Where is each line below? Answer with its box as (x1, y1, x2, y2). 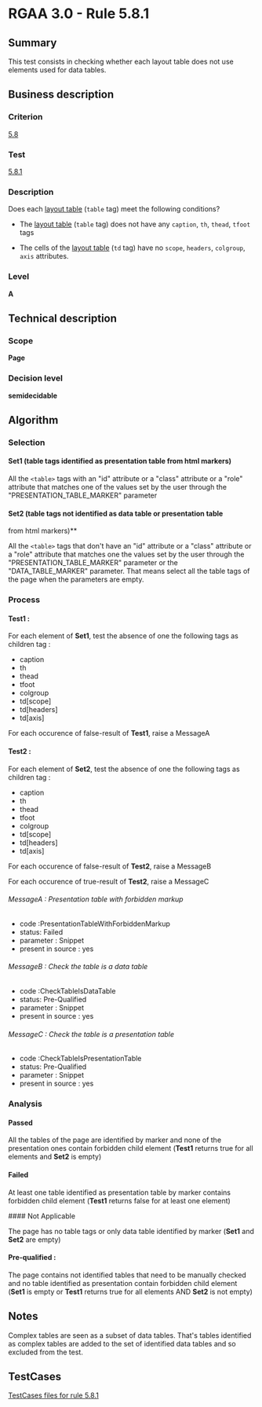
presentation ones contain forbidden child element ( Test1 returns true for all (8, 1144, 253, 1153)
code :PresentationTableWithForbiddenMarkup (19, 919, 171, 928)
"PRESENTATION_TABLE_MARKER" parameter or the (8, 558, 178, 568)
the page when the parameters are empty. (8, 575, 144, 584)
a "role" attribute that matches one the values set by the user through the (8, 549, 245, 559)
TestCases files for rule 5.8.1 (8, 1390, 100, 1400)
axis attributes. (19, 252, 69, 261)
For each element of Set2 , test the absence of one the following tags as (8, 764, 241, 773)
